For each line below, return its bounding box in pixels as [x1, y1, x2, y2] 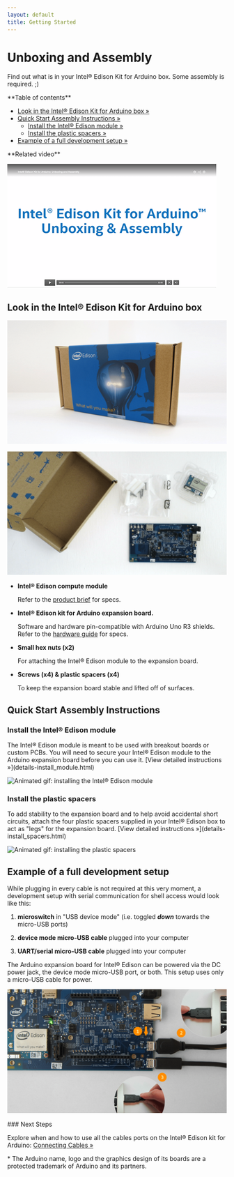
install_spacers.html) [7, 832, 67, 840]
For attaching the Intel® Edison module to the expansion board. [17, 657, 198, 665]
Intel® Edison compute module [17, 582, 108, 591]
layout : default [7, 11, 54, 18]
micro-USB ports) [17, 920, 68, 929]
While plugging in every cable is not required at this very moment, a [7, 884, 201, 893]
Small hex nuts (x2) [17, 644, 75, 652]
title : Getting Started [7, 18, 77, 26]
